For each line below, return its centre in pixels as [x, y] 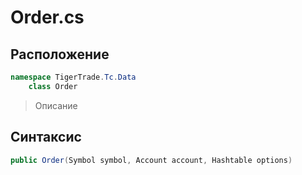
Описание [56, 105]
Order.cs [47, 17]
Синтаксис [46, 137]
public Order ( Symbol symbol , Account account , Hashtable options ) [151, 160]
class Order [53, 86]
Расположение [60, 54]
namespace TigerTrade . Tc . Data [73, 77]
